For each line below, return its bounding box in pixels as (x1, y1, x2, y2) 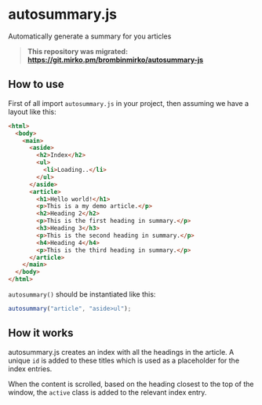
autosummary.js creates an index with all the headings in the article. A (8, 347, 235, 356)
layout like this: (8, 107, 56, 116)
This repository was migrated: (27, 46, 128, 56)
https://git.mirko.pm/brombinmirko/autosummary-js (27, 55, 204, 64)
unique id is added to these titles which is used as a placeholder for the (8, 356, 240, 365)
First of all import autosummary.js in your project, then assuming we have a (8, 98, 249, 108)
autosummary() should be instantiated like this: (8, 290, 156, 299)
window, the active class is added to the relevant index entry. (8, 387, 207, 397)
